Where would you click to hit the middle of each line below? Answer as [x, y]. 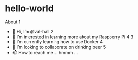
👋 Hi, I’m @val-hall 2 [33, 31]
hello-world [29, 9]
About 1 [13, 22]
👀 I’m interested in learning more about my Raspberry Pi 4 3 [73, 37]
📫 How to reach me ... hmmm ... [45, 52]
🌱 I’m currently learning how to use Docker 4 [57, 41]
